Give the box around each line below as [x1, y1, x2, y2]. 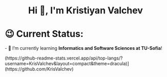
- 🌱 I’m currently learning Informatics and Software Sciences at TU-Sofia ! [5, 45, 162, 51]
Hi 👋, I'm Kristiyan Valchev [28, 5, 143, 16]
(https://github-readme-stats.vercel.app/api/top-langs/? [5, 55, 123, 61]
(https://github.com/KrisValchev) [5, 66, 74, 72]
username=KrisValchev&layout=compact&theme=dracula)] [5, 61, 129, 67]
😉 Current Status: [5, 28, 83, 40]
